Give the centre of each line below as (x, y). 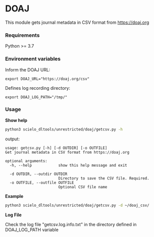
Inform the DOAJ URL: (28, 69)
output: (12, 139)
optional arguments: (26, 161)
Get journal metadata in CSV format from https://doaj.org (67, 152)
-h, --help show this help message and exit (68, 165)
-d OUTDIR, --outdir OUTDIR (39, 174)
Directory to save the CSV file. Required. (104, 178)
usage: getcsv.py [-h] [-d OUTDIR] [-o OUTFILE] (56, 148)
